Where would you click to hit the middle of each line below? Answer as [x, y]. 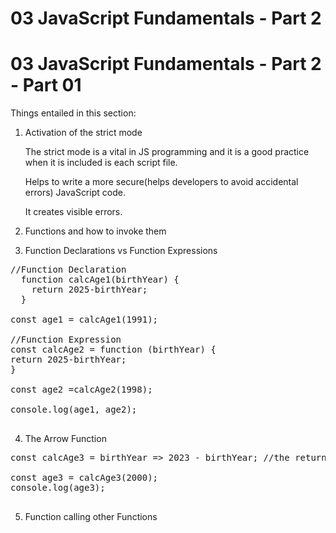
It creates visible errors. [73, 212]
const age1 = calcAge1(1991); [84, 320]
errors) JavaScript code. [75, 193]
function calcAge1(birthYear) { [100, 280]
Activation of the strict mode [83, 133]
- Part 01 [46, 85]
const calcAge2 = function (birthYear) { [113, 350]
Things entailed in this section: [73, 113]
